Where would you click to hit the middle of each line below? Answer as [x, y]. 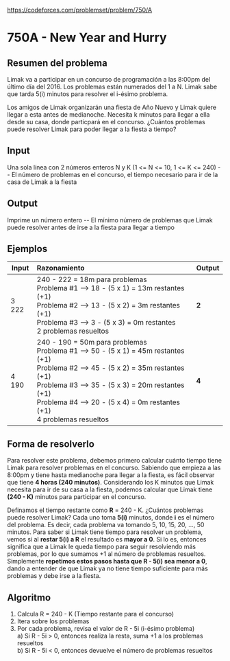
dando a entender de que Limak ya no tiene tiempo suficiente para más [108, 568]
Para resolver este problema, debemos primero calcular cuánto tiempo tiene [115, 461]
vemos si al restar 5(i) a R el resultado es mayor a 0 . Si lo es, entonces [107, 540]
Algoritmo [29, 598]
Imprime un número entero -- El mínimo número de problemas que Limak [110, 220]
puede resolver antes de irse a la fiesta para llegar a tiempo [91, 227]
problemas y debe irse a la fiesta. [54, 576]
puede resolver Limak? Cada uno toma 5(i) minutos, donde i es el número [111, 518]
